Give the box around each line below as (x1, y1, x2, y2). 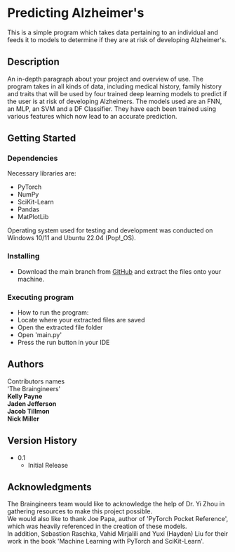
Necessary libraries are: (7, 169, 76, 178)
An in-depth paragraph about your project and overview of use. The (7, 74, 203, 83)
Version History (7, 435, 77, 447)
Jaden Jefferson (7, 399, 57, 408)
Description (7, 56, 60, 68)
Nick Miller (7, 414, 40, 423)
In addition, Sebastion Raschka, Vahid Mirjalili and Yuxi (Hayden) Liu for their (7, 530, 229, 538)
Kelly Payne (7, 392, 43, 400)
